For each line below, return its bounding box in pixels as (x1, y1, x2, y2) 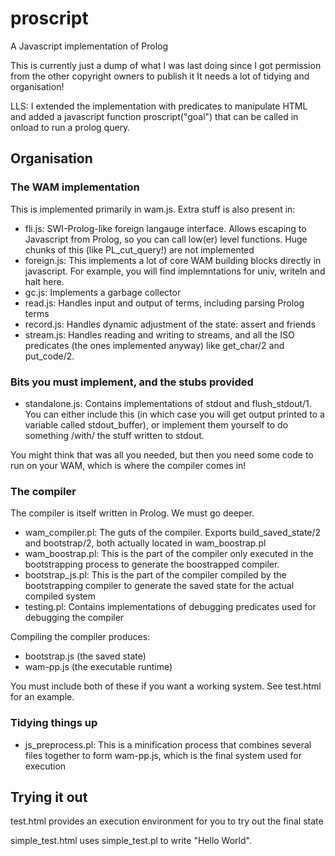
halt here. (24, 275, 65, 287)
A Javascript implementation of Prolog (10, 40, 168, 52)
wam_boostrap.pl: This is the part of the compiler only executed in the (24, 548, 314, 560)
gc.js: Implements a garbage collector (24, 286, 182, 298)
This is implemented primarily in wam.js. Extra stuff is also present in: (10, 203, 296, 215)
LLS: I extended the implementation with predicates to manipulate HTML (10, 100, 308, 112)
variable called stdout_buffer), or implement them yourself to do (24, 418, 289, 431)
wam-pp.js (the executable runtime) (24, 661, 173, 673)
